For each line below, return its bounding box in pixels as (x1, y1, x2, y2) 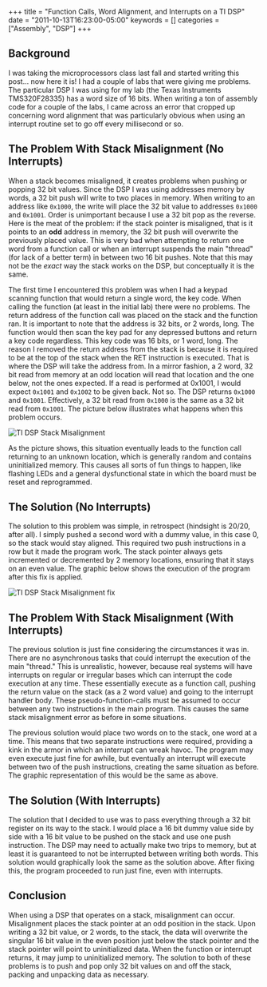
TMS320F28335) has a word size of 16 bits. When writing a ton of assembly (8, 94, 257, 103)
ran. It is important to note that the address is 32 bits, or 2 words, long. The (8, 319, 255, 328)
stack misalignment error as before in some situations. (8, 713, 187, 722)
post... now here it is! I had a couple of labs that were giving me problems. (8, 76, 251, 86)
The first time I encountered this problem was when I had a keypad (8, 285, 228, 294)
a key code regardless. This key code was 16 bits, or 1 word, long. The (8, 336, 238, 345)
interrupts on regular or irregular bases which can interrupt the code (8, 671, 233, 680)
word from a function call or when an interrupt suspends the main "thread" (8, 244, 253, 253)
